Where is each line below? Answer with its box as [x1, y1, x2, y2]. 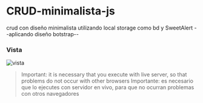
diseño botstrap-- [34, 30, 79, 37]
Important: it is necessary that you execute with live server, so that [21, 71, 187, 78]
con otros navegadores [21, 90, 79, 98]
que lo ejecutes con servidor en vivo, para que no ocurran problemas [21, 84, 195, 91]
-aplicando [6, 30, 33, 37]
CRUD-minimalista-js [6, 4, 115, 18]
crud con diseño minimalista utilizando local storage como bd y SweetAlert [6, 24, 193, 31]
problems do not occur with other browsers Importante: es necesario [21, 77, 194, 85]
